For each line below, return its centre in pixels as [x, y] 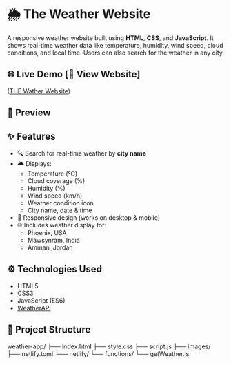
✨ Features [31, 136]
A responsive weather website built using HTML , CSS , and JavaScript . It [110, 38]
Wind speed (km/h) [55, 196]
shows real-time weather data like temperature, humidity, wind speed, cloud [115, 45]
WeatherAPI [34, 308]
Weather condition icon [61, 203]
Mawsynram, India [54, 240]
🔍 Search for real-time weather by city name [82, 153]
